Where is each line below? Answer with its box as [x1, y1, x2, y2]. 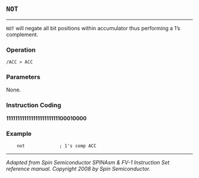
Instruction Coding [6, 101, 62, 109]
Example [6, 129, 32, 138]
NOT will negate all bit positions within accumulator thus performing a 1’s [6, 24, 181, 31]
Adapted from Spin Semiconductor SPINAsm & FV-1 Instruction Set [6, 159, 170, 166]
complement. [6, 31, 38, 38]
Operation [6, 46, 36, 54]
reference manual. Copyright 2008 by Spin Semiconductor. [6, 166, 151, 172]
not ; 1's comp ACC [17, 143, 97, 149]
